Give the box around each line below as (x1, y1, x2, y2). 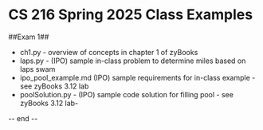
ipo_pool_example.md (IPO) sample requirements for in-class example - (19, 73, 256, 82)
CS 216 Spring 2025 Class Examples (8, 6, 253, 24)
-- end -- (8, 113, 38, 123)
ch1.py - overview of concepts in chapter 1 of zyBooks (19, 47, 198, 57)
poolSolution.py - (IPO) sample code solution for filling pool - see (19, 89, 234, 99)
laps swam (19, 64, 56, 73)
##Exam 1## (8, 32, 49, 41)
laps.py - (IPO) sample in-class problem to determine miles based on (19, 56, 246, 65)
